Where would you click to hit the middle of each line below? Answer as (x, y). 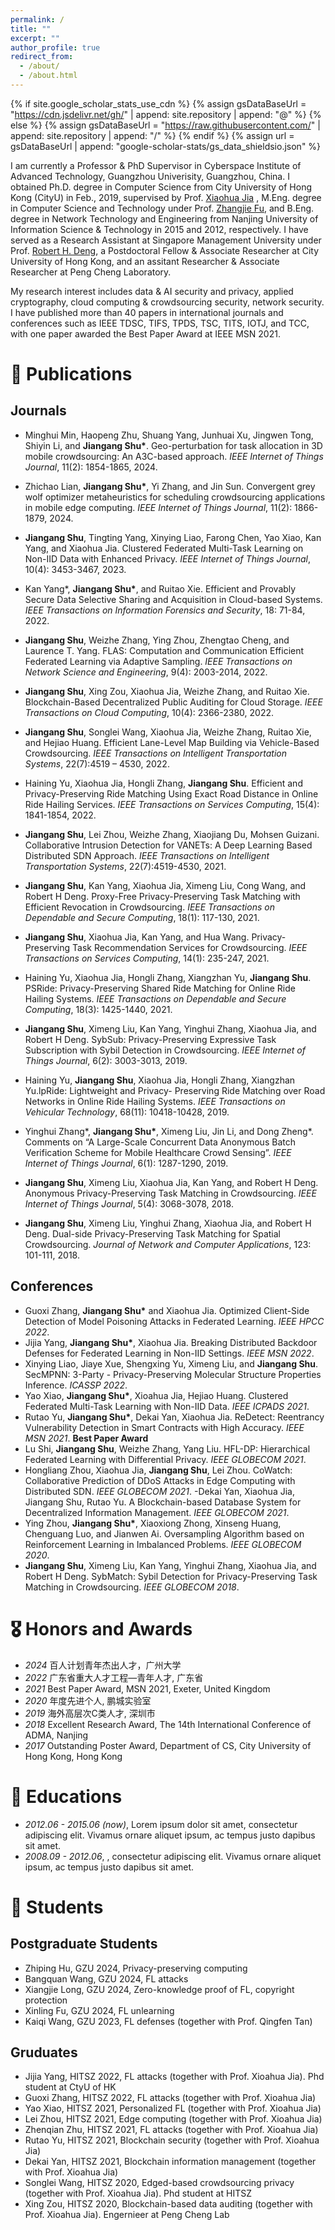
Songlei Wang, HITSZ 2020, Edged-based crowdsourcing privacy (159, 2183)
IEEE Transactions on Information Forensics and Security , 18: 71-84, (165, 610)
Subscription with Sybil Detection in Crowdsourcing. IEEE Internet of (165, 1050)
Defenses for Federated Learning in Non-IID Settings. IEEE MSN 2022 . (169, 1353)
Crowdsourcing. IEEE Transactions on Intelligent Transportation (155, 753)
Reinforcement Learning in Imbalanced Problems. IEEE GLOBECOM (163, 1544)
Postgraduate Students (84, 1944)
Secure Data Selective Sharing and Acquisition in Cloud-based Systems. (173, 599)
